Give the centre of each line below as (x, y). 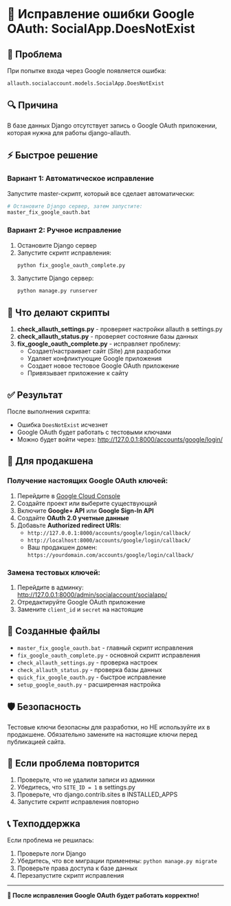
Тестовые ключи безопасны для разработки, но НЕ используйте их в (109, 727)
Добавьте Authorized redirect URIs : (69, 525)
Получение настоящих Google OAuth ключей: (88, 481)
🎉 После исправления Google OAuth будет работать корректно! (103, 896)
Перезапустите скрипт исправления (70, 876)
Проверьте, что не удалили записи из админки (86, 780)
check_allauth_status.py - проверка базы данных (90, 669)
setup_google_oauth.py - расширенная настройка (89, 684)
